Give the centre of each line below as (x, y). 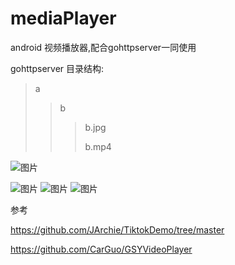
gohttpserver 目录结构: (57, 68)
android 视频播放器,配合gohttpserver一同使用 (103, 47)
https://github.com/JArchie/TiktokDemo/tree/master (117, 229)
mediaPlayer (63, 18)
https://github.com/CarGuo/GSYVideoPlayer (101, 249)
